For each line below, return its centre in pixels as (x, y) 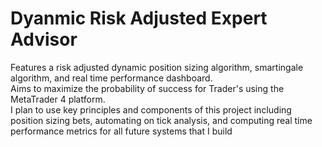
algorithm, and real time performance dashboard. (111, 78)
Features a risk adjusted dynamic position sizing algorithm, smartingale (157, 67)
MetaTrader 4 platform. (58, 99)
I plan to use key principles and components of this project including (151, 109)
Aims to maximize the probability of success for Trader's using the (147, 88)
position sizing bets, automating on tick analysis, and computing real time (161, 120)
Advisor (44, 39)
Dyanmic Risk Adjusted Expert (139, 18)
